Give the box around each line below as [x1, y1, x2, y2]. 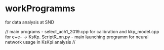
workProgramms [5, 3, 76, 14]
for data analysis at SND [5, 19, 54, 25]
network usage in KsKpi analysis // [5, 39, 76, 45]
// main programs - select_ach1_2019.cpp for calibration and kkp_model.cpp [5, 28, 160, 34]
